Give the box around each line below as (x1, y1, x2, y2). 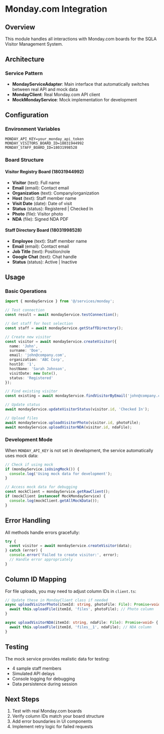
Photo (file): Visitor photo (12, 211, 63, 216)
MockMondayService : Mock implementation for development (12, 96, 137, 102)
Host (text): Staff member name (12, 195, 77, 201)
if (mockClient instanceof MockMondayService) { (5, 494, 106, 499)
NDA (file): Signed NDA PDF (12, 216, 69, 222)
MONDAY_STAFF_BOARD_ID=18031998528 (5, 145, 78, 150)
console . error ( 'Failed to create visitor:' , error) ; (9, 552, 119, 558)
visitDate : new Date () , (9, 371, 58, 376)
